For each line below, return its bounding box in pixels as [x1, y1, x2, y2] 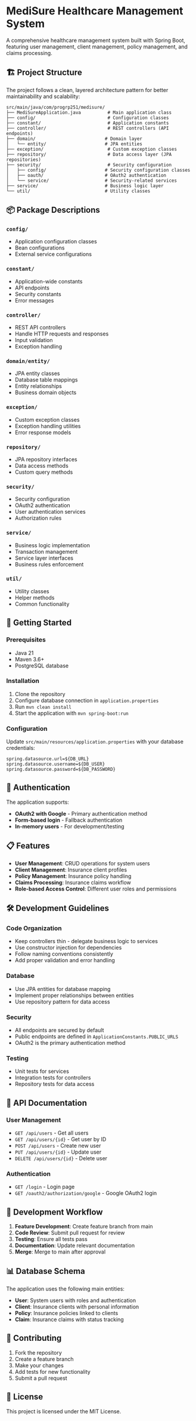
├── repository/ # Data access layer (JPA [6, 151, 172, 157]
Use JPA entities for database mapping [14, 985, 111, 992]
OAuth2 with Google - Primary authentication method [14, 810, 148, 817]
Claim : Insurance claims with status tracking [14, 1316, 124, 1323]
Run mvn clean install [14, 703, 71, 710]
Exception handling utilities [14, 422, 81, 429]
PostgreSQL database [14, 662, 69, 669]
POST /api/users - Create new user [14, 1142, 101, 1149]
